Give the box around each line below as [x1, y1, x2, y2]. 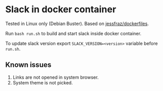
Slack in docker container [5, 4, 116, 15]
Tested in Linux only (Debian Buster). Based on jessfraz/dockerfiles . [5, 20, 149, 27]
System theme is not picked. [12, 79, 73, 85]
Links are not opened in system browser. [12, 74, 99, 80]
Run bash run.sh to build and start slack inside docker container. [5, 30, 142, 36]
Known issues [5, 60, 52, 70]
